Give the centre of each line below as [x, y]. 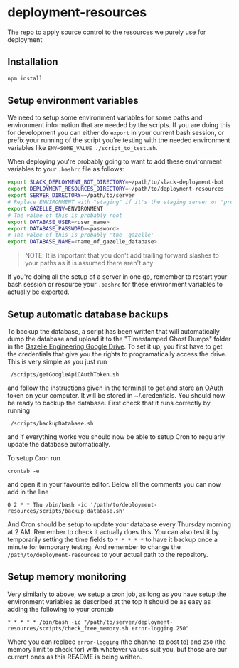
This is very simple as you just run [57, 361]
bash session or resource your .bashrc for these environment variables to [115, 285]
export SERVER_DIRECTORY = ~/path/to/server [71, 196]
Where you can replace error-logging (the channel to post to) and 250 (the [117, 642]
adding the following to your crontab [60, 609]
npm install [25, 78]
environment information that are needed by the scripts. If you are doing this [119, 125]
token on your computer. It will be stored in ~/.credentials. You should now [116, 395]
